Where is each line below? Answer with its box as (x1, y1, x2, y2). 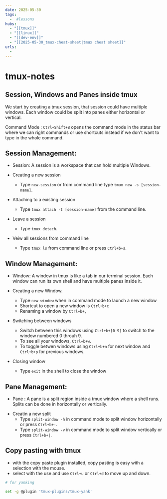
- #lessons (9, 16, 35, 21)
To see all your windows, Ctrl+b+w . (19, 338, 91, 344)
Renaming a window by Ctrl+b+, (19, 308, 87, 314)
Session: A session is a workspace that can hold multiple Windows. (12, 162, 151, 168)
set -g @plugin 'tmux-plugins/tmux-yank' (5, 489, 93, 494)
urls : (5, 44, 16, 49)
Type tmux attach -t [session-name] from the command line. (19, 206, 147, 212)
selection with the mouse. (12, 465, 66, 471)
